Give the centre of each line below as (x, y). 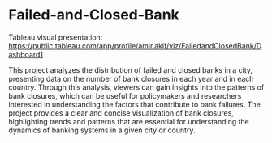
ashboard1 (26, 54)
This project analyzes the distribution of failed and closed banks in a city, (131, 69)
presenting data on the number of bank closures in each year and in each (131, 78)
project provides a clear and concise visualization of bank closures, (121, 113)
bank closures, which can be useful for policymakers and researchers (125, 95)
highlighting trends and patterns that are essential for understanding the (129, 121)
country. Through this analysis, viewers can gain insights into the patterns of (136, 87)
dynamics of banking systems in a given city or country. (102, 130)
